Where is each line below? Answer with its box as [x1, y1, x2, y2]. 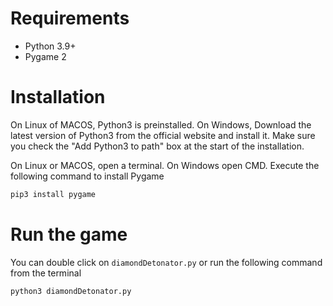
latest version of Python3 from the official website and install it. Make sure [10, 129, 316, 141]
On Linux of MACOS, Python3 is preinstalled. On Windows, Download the [10, 118, 312, 131]
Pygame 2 [24, 50, 67, 62]
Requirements [10, 7, 130, 30]
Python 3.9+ [24, 40, 77, 52]
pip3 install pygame [10, 189, 97, 199]
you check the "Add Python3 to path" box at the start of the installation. [10, 140, 305, 152]
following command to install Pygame [10, 170, 165, 182]
